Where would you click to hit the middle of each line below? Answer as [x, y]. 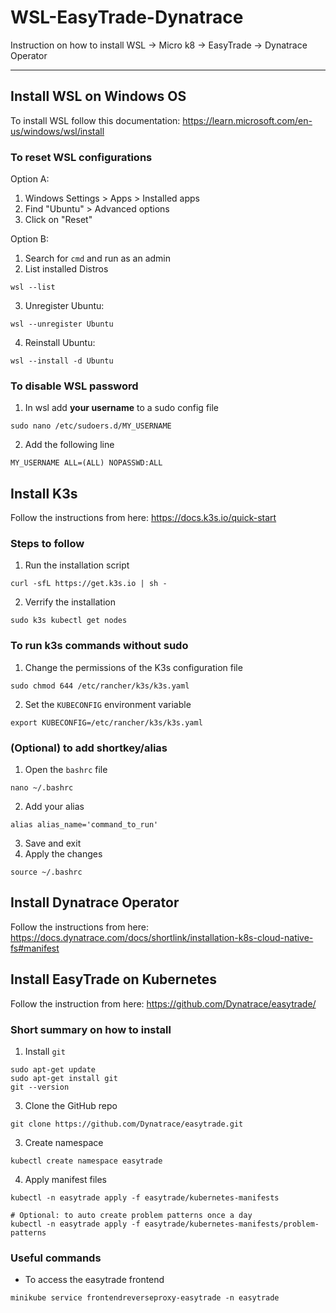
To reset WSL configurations [81, 157]
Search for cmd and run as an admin [98, 258]
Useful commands [56, 1258]
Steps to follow [47, 544]
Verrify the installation [70, 602]
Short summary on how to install [91, 1029]
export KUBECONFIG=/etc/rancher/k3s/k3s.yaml [106, 722]
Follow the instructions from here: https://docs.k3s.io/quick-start [143, 518]
